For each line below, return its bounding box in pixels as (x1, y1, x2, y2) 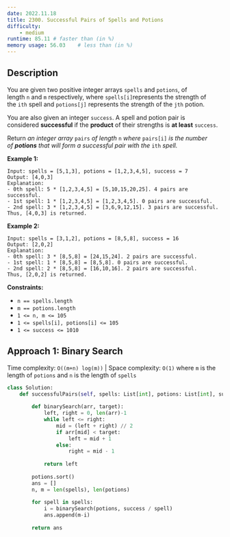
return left (43, 461, 78, 468)
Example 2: (7, 222, 40, 230)
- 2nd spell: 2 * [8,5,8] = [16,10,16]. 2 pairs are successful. (7, 265, 197, 272)
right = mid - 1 (68, 448, 115, 455)
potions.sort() (31, 473, 75, 480)
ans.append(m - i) (43, 512, 90, 518)
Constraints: (7, 283, 44, 291)
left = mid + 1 (68, 435, 112, 442)
